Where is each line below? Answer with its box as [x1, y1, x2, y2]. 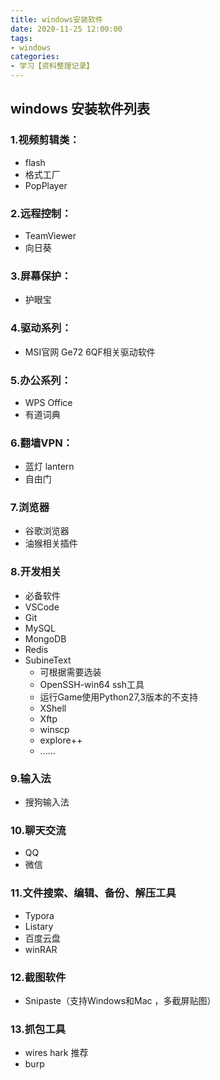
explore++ [39, 734, 83, 746]
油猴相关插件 [24, 537, 78, 550]
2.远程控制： [10, 206, 72, 220]
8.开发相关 [10, 565, 62, 579]
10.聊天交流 [10, 823, 67, 837]
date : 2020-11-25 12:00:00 [10, 24, 123, 34]
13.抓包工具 [10, 1022, 67, 1036]
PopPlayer [24, 179, 68, 191]
